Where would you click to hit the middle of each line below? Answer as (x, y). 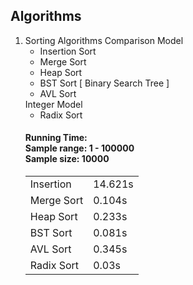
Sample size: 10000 (67, 159)
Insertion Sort (68, 51)
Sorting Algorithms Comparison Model (104, 40)
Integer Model (53, 104)
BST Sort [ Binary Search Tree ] (104, 83)
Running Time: (56, 138)
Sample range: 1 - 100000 (79, 148)
